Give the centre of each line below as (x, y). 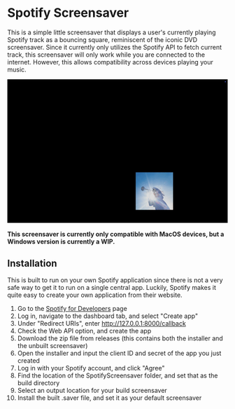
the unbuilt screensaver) (52, 346)
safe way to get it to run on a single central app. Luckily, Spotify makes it (112, 288)
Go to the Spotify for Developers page (72, 309)
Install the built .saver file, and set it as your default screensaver (109, 398)
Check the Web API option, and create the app (84, 331)
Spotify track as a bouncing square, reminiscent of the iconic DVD (102, 39)
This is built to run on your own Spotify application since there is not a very (115, 280)
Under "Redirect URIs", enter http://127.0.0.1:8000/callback (102, 324)
